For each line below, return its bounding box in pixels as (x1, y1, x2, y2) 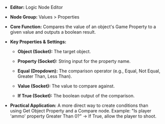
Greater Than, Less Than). (17, 73, 72, 79)
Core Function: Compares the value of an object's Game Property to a (10, 24, 156, 30)
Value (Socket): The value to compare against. (17, 83, 115, 89)
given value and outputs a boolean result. (10, 29, 96, 35)
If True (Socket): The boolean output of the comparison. (17, 93, 135, 98)
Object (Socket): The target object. (17, 49, 91, 54)
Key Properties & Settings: (10, 39, 66, 45)
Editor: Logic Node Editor (10, 5, 63, 10)
